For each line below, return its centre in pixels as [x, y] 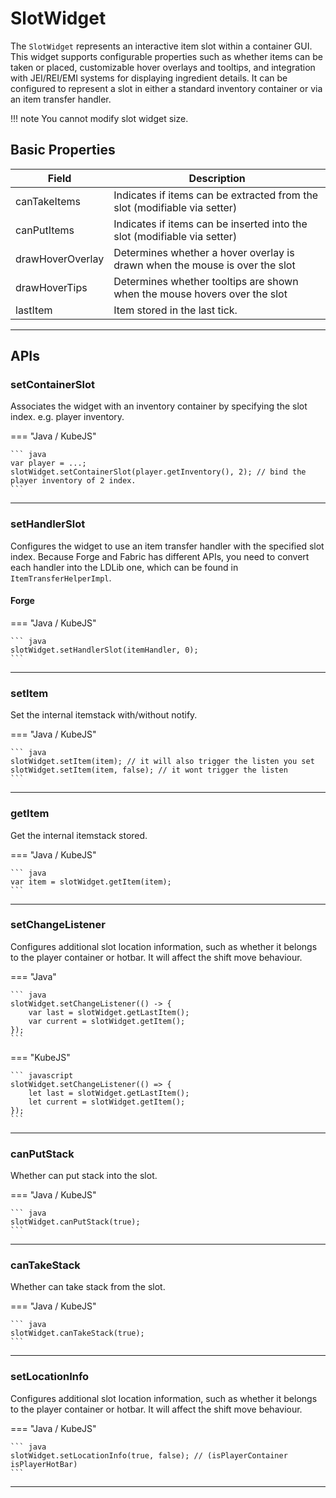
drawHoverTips [51, 287]
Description [217, 178]
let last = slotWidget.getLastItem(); [109, 1093]
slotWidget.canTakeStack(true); [77, 1333]
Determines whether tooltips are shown [206, 281]
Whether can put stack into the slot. [84, 1176]
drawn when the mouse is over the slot [204, 265]
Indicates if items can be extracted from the [216, 195]
